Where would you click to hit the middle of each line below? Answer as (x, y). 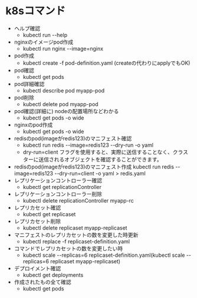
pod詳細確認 (29, 84)
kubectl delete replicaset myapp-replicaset (75, 228)
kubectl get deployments (53, 275)
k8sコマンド (36, 11)
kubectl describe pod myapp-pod (64, 90)
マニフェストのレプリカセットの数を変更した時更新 (76, 234)
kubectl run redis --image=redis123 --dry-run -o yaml (88, 145)
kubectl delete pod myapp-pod (60, 104)
